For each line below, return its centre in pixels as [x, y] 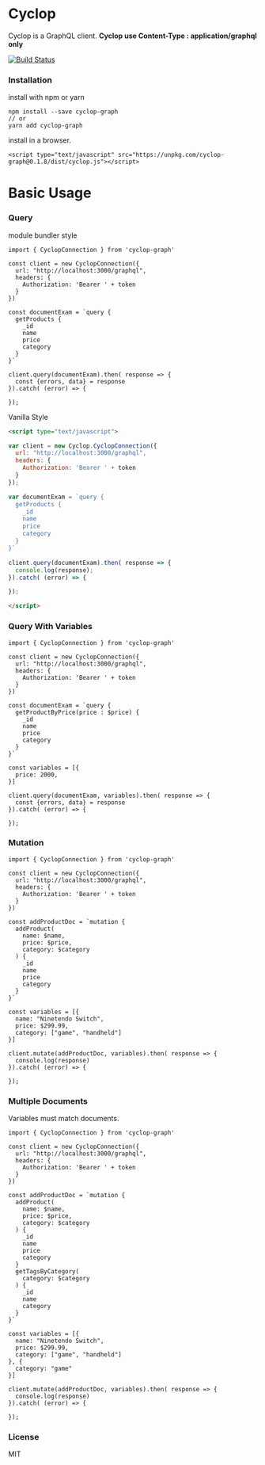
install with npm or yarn [46, 97]
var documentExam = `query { [56, 497]
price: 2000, [37, 774]
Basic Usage [50, 193]
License [24, 1437]
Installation [30, 80]
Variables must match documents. [64, 1119]
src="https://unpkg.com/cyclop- [171, 155]
